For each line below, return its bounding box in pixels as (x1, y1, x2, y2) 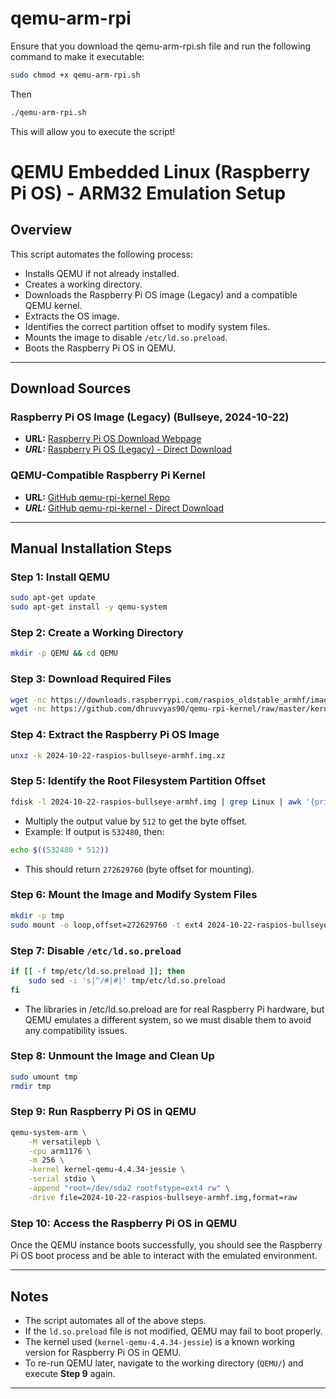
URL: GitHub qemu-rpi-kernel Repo (24, 491, 171, 503)
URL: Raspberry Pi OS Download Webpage (24, 433, 202, 445)
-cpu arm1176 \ (28, 1146, 92, 1156)
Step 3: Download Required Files (10, 672, 172, 686)
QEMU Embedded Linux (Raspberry (10, 160, 311, 183)
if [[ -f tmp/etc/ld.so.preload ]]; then (10, 966, 186, 976)
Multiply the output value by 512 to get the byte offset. (24, 815, 248, 827)
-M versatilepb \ (28, 1137, 101, 1147)
